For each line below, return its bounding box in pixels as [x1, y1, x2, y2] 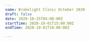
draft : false [5, 12, 32, 17]
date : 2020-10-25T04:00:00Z [5, 16, 63, 21]
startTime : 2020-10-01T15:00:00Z [5, 21, 74, 26]
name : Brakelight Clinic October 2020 [5, 7, 85, 12]
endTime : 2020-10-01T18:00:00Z [5, 25, 70, 30]
